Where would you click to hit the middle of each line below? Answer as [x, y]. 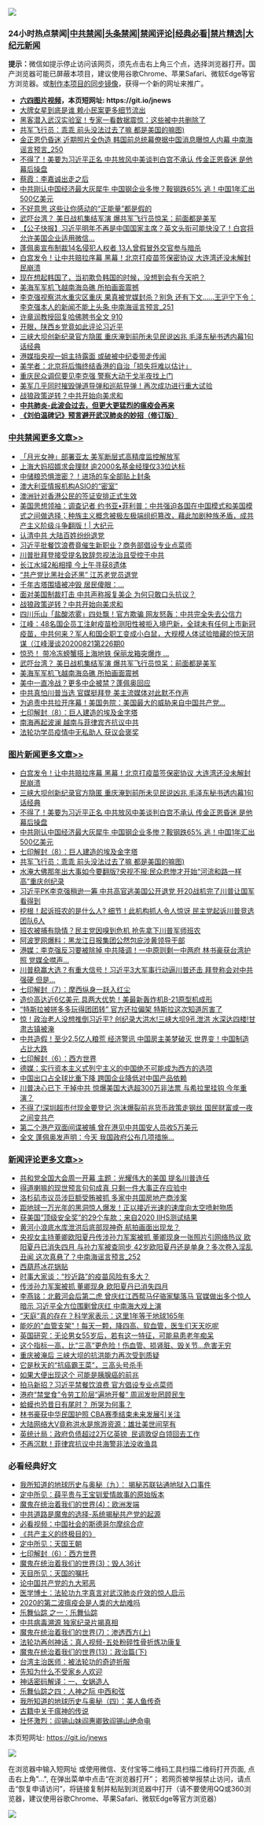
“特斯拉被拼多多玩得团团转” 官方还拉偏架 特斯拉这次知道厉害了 [121, 1009]
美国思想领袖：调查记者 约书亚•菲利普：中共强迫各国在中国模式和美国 [132, 506]
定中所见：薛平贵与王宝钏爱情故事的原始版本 [92, 1495]
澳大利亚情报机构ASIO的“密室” [69, 486]
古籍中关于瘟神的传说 [54, 1711]
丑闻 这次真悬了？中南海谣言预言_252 [80, 1257]
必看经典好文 [33, 1466]
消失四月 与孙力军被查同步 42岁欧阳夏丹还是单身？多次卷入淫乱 [150, 1247]
